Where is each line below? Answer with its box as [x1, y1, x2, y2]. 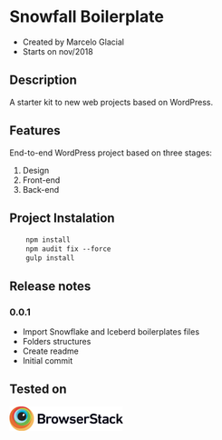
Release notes [9, 278, 92, 294]
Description [9, 73, 77, 88]
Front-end [22, 175, 61, 185]
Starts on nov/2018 [22, 45, 93, 56]
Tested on [9, 382, 67, 397]
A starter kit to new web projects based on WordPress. [9, 96, 214, 107]
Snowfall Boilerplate [9, 6, 165, 27]
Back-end [22, 184, 60, 195]
